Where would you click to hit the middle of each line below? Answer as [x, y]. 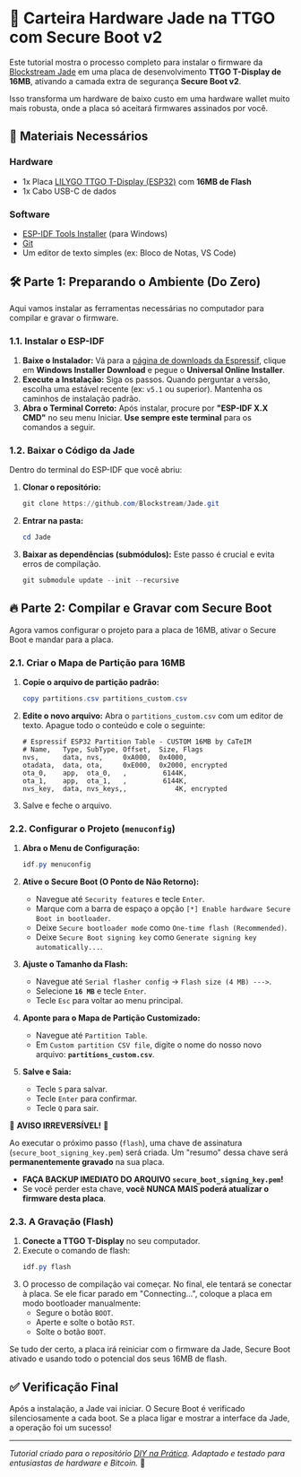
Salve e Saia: [47, 1072]
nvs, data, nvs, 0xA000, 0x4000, [105, 757]
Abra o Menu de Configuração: [81, 848]
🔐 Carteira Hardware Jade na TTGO [142, 18]
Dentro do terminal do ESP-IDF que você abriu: [96, 470]
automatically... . [69, 947]
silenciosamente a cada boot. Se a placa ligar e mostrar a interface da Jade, [150, 1418]
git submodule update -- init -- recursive [101, 581]
